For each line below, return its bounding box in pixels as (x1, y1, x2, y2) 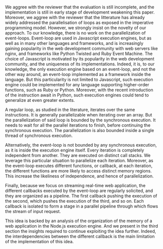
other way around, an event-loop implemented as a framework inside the (5, 72, 151, 77)
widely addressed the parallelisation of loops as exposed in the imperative (5, 19, 154, 25)
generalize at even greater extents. (5, 97, 75, 103)
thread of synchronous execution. (5, 133, 73, 138)
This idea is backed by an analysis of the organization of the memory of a (5, 218, 152, 224)
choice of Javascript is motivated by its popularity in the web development (5, 56, 155, 61)
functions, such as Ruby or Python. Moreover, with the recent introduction (5, 87, 153, 93)
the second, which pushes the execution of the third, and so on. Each (5, 198, 145, 204)
